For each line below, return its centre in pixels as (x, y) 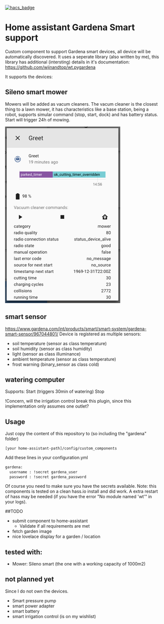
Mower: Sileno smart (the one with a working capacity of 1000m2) (79, 564)
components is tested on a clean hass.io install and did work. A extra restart (82, 491)
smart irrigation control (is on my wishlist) (54, 616)
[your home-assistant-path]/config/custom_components (61, 448)
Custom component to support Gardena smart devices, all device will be (78, 51)
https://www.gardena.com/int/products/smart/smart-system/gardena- (76, 328)
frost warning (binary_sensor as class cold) (56, 364)
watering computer (35, 379)
